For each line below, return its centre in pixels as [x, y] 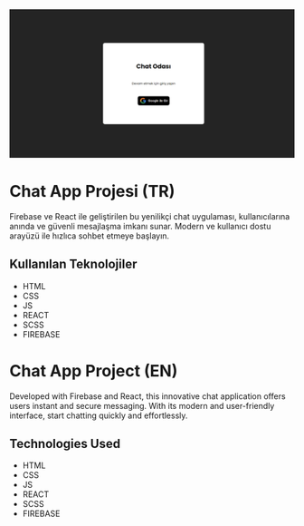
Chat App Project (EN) [94, 370]
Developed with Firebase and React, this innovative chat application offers [148, 396]
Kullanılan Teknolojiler [73, 264]
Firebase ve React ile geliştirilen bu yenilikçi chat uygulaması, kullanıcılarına [150, 216]
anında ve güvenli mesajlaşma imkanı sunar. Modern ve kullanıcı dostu [140, 226]
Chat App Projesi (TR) [92, 192]
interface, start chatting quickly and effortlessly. [99, 415]
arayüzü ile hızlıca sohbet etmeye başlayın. [90, 236]
